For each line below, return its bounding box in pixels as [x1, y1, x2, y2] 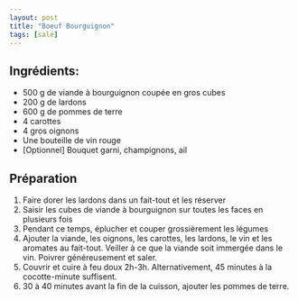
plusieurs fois [22, 214, 73, 224]
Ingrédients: [9, 63, 79, 78]
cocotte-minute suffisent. [22, 271, 117, 282]
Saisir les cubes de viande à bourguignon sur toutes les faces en [22, 205, 264, 214]
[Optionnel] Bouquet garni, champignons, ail [22, 145, 188, 156]
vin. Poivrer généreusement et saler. [22, 252, 158, 262]
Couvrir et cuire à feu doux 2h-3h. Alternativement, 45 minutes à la [22, 262, 273, 272]
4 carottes [22, 116, 61, 127]
